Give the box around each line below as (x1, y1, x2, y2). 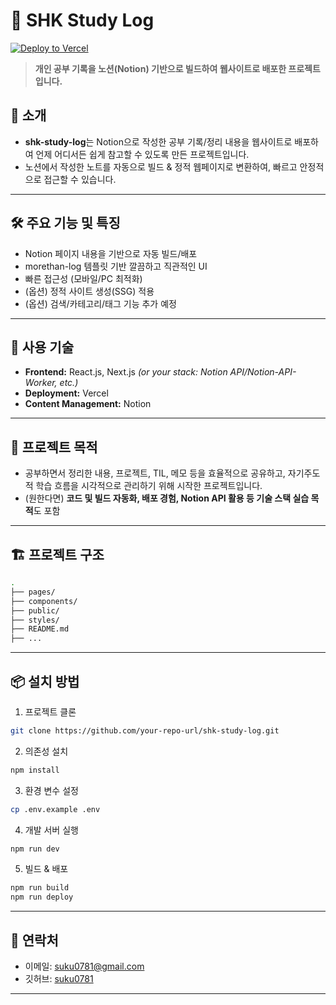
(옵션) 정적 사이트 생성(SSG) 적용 (24, 285, 155, 297)
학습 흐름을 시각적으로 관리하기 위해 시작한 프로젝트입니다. (35, 480, 263, 492)
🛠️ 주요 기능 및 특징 (10, 215, 121, 232)
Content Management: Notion (24, 398, 152, 410)
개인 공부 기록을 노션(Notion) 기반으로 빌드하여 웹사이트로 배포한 (34, 62, 287, 74)
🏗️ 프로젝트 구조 (10, 546, 105, 563)
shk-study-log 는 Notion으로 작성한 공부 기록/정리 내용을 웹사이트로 (24, 135, 293, 148)
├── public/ (10, 605, 60, 616)
